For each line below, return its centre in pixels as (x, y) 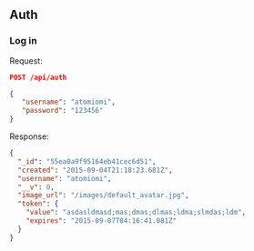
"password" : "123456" (62, 111)
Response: (30, 136)
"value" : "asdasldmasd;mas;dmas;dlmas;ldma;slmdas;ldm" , (136, 213)
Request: (26, 60)
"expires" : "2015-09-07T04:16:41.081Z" (102, 221)
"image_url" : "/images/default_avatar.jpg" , (103, 196)
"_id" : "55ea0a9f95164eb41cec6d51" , (87, 161)
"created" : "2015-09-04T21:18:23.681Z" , (95, 170)
